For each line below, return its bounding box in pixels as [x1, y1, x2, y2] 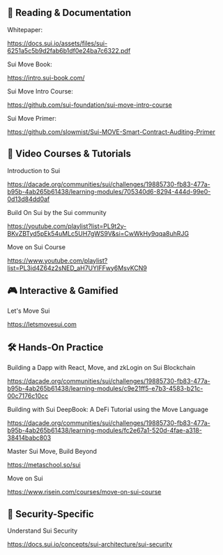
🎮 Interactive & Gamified [7, 285, 118, 297]
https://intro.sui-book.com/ [7, 73, 85, 82]
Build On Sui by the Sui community [7, 208, 107, 216]
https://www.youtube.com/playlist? [7, 256, 108, 265]
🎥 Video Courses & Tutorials [7, 148, 131, 160]
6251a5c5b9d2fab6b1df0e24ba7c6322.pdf [7, 46, 131, 54]
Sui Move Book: [7, 60, 52, 68]
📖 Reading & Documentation [7, 7, 132, 19]
